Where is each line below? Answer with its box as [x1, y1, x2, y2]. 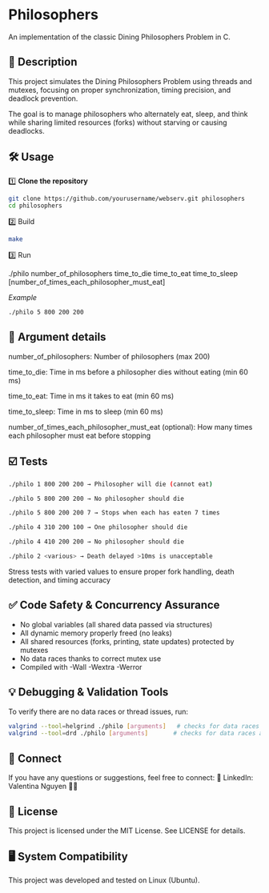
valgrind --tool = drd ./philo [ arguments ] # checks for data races [8, 730, 256, 738]
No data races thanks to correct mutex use [19, 654, 162, 663]
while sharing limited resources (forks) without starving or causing [8, 118, 227, 127]
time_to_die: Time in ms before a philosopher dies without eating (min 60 [8, 366, 248, 377]
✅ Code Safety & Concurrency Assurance [8, 599, 220, 612]
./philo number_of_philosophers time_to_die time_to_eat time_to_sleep [8, 269, 239, 278]
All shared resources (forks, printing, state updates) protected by [19, 636, 235, 646]
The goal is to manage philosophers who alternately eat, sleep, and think [8, 109, 248, 118]
